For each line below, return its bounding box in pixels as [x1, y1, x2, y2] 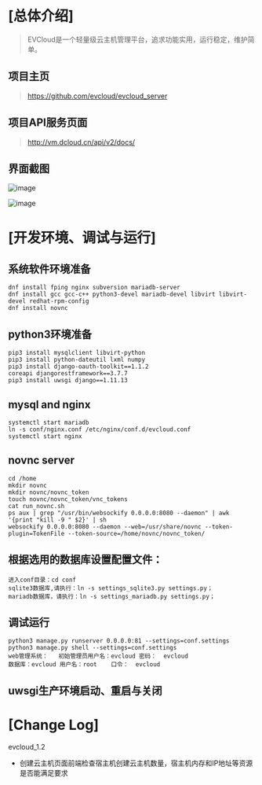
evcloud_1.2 [8, 742, 45, 751]
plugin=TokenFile [8, 529, 65, 537]
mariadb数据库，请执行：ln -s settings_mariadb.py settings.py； [8, 592, 216, 600]
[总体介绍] [8, 7, 75, 25]
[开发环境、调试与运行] [8, 229, 157, 246]
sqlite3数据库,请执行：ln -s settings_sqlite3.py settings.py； [8, 584, 213, 592]
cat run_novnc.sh [8, 502, 65, 510]
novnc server [8, 454, 75, 467]
